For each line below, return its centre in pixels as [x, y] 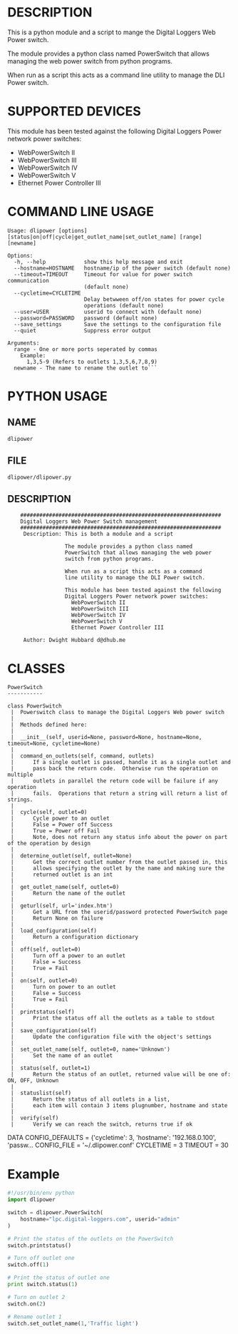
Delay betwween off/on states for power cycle [154, 299]
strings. [20, 800]
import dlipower [31, 1200]
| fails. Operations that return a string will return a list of [119, 794]
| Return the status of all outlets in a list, [90, 1099]
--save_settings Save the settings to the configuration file [118, 324]
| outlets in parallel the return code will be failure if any [114, 781]
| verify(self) [35, 1118]
